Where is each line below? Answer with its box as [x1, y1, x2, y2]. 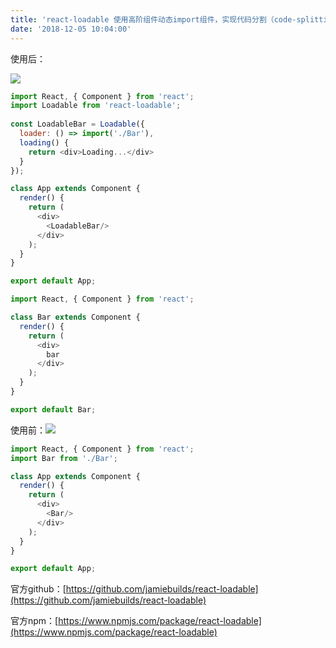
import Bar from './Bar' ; [10, 453, 118, 463]
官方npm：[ [10, 615, 59, 627]
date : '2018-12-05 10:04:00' [10, 24, 132, 34]
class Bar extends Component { [10, 312, 141, 322]
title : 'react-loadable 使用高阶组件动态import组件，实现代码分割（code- [10, 14, 297, 25]
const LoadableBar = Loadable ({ [10, 119, 145, 130]
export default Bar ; [10, 404, 97, 415]
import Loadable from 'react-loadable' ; [10, 101, 182, 111]
